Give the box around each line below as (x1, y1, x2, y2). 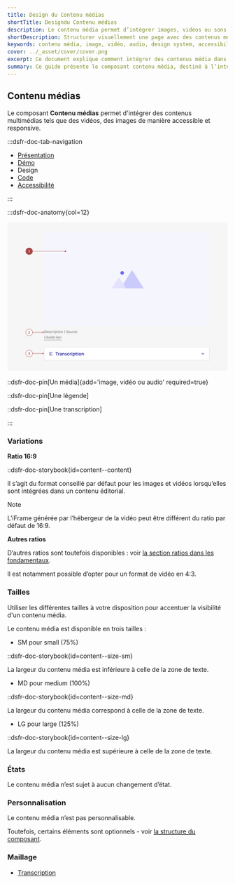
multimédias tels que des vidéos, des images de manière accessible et (7, 116, 211, 124)
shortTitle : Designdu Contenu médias (7, 18, 117, 26)
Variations (7, 436, 43, 446)
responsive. (7, 124, 41, 132)
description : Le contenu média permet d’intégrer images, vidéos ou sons (7, 26, 227, 33)
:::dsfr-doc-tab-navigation (7, 137, 83, 145)
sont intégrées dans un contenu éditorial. (7, 487, 126, 495)
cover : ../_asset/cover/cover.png (7, 48, 108, 55)
